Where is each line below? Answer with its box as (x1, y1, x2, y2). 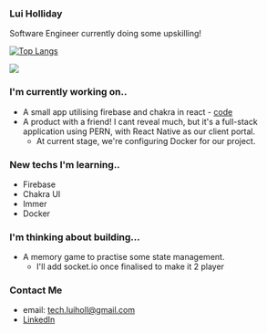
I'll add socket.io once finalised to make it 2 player (36, 261, 225, 272)
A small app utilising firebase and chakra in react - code (22, 106, 233, 117)
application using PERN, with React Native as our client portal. (22, 126, 256, 137)
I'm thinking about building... (9, 231, 141, 244)
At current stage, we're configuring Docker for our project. (36, 135, 256, 146)
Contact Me (9, 284, 63, 297)
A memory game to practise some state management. (22, 252, 225, 263)
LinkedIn (22, 314, 56, 326)
